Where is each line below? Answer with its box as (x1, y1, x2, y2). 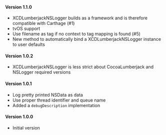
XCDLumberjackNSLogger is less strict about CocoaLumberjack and (12, 64, 154, 70)
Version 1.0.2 (5, 53, 33, 59)
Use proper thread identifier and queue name (12, 97, 106, 103)
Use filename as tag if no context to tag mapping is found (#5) (12, 31, 141, 37)
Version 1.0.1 (5, 81, 32, 87)
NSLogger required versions (12, 69, 71, 75)
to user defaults (12, 41, 45, 47)
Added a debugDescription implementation (12, 102, 100, 108)
